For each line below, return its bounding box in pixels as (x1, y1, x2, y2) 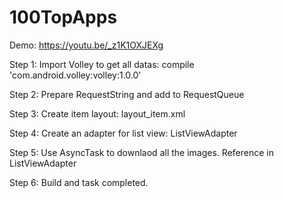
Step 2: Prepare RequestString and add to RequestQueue (9, 88, 245, 100)
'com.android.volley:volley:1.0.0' (9, 69, 142, 81)
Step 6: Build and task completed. (9, 176, 149, 188)
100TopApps (9, 6, 118, 29)
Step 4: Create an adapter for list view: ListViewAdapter (9, 127, 238, 139)
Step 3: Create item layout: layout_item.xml (9, 107, 186, 120)
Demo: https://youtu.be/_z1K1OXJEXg (9, 39, 164, 51)
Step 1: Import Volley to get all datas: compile (9, 58, 195, 70)
